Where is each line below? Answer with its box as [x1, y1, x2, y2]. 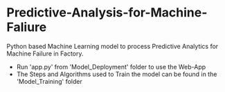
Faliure [6, 19, 47, 35]
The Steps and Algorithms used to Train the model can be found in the [16, 70, 217, 78]
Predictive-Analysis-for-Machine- [6, 5, 208, 21]
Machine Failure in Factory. [6, 49, 84, 58]
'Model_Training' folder [16, 77, 82, 85]
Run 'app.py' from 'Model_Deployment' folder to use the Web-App [16, 62, 206, 71]
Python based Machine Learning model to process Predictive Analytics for [6, 42, 219, 50]
